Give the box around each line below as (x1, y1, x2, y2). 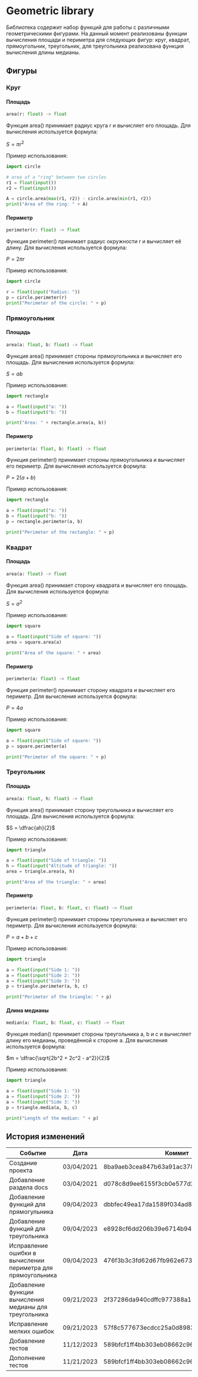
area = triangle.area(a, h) (6, 869, 75, 875)
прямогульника (9, 1208, 54, 1216)
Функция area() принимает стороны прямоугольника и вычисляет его (6, 353, 182, 360)
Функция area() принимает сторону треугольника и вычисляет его (6, 806, 174, 813)
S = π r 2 (6, 140, 25, 148)
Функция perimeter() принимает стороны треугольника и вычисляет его (6, 915, 187, 922)
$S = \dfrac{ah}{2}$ (6, 824, 55, 831)
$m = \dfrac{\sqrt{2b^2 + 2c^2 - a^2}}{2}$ (6, 1055, 110, 1062)
